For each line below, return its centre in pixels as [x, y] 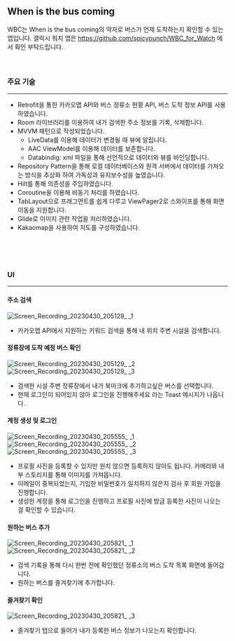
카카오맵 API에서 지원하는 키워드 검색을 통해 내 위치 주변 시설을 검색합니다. [119, 330]
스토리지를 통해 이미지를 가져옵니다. [73, 475]
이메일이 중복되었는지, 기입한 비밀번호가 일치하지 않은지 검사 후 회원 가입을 [119, 484]
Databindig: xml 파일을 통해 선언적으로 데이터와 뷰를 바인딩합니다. [119, 158]
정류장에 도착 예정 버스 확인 [44, 348]
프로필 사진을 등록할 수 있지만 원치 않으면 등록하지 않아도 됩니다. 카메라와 [117, 466]
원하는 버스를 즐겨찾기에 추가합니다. [66, 583]
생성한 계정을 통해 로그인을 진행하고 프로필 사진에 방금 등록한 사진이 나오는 [119, 501]
